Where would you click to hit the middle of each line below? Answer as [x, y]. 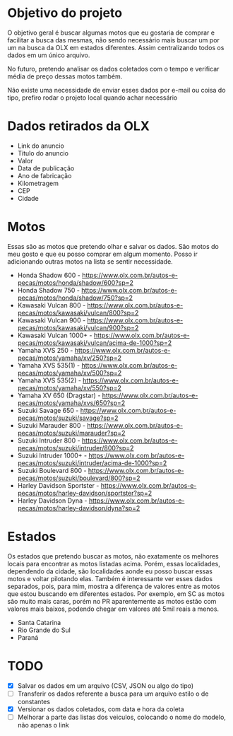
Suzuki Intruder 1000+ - [52, 455]
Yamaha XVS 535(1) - [49, 365]
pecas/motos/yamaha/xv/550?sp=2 [69, 387]
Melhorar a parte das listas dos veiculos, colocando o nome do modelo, [121, 717]
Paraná [28, 637]
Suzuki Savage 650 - [48, 410]
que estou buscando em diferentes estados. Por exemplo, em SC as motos [116, 594]
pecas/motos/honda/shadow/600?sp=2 [76, 282]
